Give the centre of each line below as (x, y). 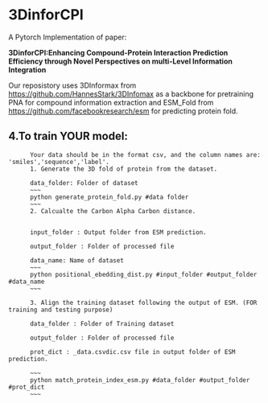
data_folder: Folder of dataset (84, 183)
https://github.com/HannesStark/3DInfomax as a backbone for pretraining (131, 93)
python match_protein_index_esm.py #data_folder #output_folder (140, 380)
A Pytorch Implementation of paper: (68, 37)
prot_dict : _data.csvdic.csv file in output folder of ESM (132, 352)
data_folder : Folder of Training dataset (102, 323)
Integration (27, 69)
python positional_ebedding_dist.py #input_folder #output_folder (143, 274)
